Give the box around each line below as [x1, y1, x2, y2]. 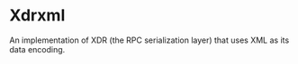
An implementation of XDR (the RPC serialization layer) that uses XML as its [9, 35, 290, 45]
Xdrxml [9, 5, 66, 26]
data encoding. [9, 44, 66, 54]
